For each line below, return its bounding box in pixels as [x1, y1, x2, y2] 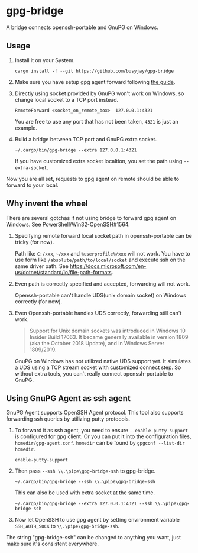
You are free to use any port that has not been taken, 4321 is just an [14, 118, 178, 125]
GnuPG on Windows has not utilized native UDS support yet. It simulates [14, 357, 191, 364]
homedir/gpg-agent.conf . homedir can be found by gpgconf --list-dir [14, 439, 185, 447]
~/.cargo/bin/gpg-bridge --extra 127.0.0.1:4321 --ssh [14, 501, 153, 507]
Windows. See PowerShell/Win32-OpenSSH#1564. [6, 221, 130, 228]
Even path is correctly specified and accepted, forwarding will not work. [14, 280, 190, 287]
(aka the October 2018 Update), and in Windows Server [29, 339, 164, 347]
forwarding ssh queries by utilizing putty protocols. [6, 415, 131, 422]
